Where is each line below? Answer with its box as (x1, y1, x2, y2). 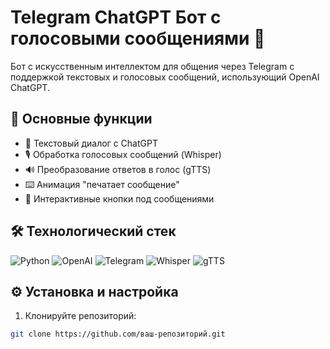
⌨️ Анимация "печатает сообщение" (24, 178, 180, 190)
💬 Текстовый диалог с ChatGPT (24, 137, 158, 149)
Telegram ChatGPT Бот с (10, 6, 222, 29)
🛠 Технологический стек (10, 223, 177, 240)
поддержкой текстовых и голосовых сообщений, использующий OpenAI (10, 71, 320, 83)
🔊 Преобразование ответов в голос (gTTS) (24, 163, 212, 175)
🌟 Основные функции (10, 111, 153, 128)
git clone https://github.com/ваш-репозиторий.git (10, 329, 226, 340)
